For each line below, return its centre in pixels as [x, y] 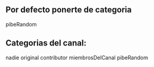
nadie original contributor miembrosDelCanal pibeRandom [77, 57]
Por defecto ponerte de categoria [69, 10]
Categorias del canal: [46, 43]
